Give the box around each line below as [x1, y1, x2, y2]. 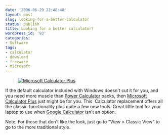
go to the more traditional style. [5, 124, 71, 130]
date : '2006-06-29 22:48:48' [5, 7, 67, 13]
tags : [5, 45, 17, 50]
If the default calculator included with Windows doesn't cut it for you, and [5, 87, 158, 94]
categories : [5, 36, 30, 41]
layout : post [5, 12, 33, 17]
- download [5, 54, 28, 60]
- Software [5, 40, 28, 46]
